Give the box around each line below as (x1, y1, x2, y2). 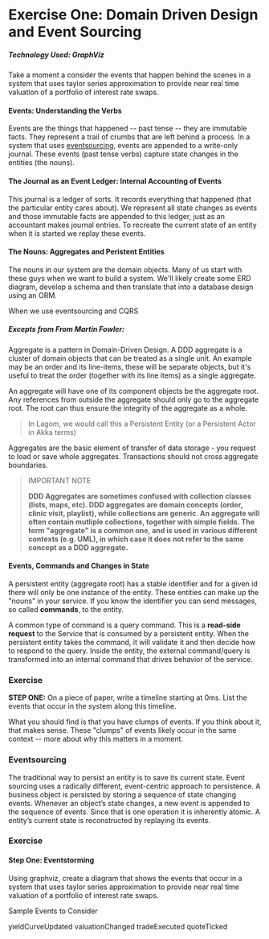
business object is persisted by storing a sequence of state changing (8, 789, 237, 799)
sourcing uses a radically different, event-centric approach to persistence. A (8, 781, 261, 791)
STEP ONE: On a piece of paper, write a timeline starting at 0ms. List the (8, 693, 247, 702)
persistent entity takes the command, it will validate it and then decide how (8, 637, 255, 647)
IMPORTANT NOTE (27, 475, 92, 485)
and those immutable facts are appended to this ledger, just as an (8, 211, 225, 221)
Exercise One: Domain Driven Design (8, 6, 259, 24)
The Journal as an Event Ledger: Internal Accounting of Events (8, 176, 222, 186)
